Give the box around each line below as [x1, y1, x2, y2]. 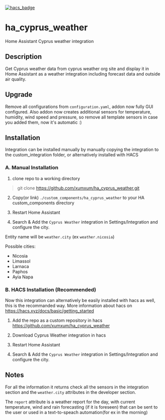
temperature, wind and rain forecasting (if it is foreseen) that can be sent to [5, 404, 158, 410]
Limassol [12, 258, 31, 264]
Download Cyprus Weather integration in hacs [12, 332, 106, 338]
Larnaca [12, 263, 30, 269]
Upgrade [5, 90, 33, 99]
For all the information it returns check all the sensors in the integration [5, 384, 149, 390]
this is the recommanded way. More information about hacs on [5, 303, 132, 308]
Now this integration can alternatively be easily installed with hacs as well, [5, 297, 156, 303]
